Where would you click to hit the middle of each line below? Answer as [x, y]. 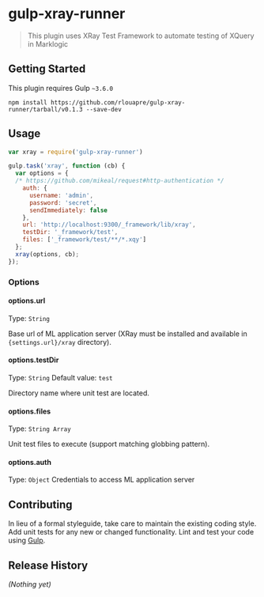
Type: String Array [40, 429]
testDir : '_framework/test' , [70, 232]
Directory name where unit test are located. [79, 393]
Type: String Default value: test [60, 378]
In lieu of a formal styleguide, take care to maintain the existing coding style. [132, 523]
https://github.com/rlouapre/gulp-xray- [118, 102]
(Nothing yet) [30, 584]
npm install [28, 102]
